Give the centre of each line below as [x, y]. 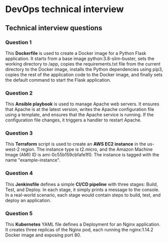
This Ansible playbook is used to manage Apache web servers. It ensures [82, 104]
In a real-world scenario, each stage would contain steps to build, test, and [83, 195]
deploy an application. [28, 200]
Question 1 [18, 42]
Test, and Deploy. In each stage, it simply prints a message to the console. [82, 190]
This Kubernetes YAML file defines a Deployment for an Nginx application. [83, 224]
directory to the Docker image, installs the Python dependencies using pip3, [84, 69]
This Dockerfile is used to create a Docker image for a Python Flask [76, 53]
